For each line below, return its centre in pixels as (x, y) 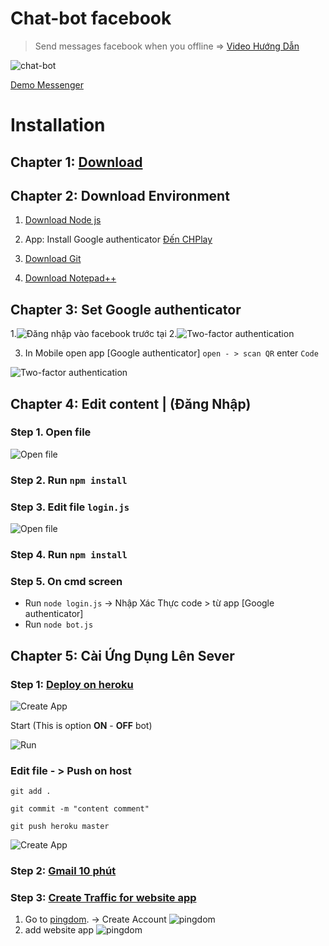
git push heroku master (60, 827)
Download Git (53, 259)
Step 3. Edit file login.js (70, 507)
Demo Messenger (47, 84)
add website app (59, 930)
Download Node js (63, 220)
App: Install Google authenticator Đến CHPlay (118, 239)
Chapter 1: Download (76, 162)
